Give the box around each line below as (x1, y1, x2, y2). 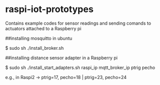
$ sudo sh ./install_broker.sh (5, 45, 64, 51)
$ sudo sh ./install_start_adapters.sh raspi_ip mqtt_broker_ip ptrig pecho (5, 64, 155, 70)
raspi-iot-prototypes (5, 4, 94, 15)
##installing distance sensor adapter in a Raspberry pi (5, 54, 118, 61)
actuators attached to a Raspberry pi (5, 25, 82, 31)
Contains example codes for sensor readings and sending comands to (5, 20, 151, 26)
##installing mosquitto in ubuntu (5, 35, 72, 41)
